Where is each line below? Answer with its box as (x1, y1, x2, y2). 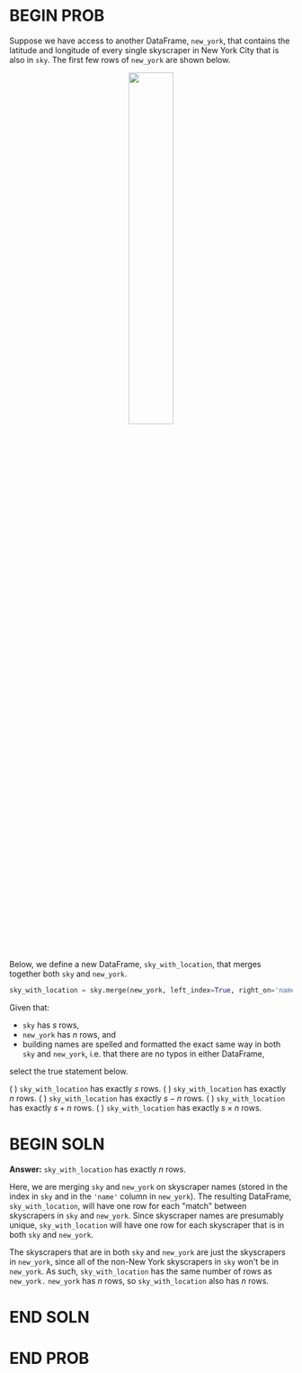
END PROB (9, 1349, 90, 1368)
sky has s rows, (22, 1020, 80, 1030)
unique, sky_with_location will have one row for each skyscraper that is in (9, 1219, 285, 1231)
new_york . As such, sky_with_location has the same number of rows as (9, 1266, 272, 1277)
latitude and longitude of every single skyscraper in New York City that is (9, 44, 280, 55)
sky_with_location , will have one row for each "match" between (9, 1200, 247, 1211)
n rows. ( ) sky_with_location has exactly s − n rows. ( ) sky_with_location (9, 1093, 286, 1103)
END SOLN (9, 1306, 90, 1327)
